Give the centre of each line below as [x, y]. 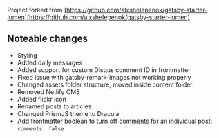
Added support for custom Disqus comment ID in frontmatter [104, 70]
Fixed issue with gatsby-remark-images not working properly [104, 77]
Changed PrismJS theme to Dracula [68, 113]
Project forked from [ [37, 10]
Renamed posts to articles [54, 106]
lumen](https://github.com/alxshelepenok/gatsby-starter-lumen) [98, 17]
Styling [27, 55]
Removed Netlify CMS [49, 91]
